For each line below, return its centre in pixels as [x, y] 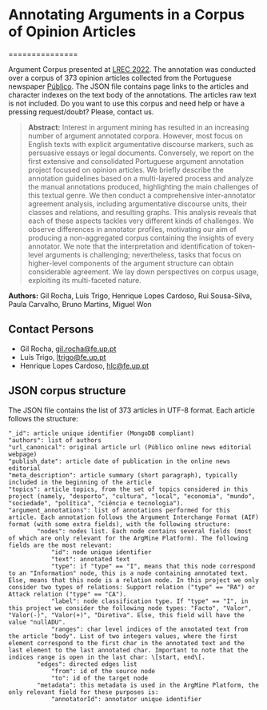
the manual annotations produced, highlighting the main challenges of [143, 186]
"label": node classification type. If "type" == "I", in [149, 601]
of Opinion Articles [72, 32]
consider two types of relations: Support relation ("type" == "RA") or [132, 587]
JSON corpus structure [67, 391]
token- [245, 246]
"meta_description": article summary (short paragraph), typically [123, 475]
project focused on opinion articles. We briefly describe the [126, 170]
